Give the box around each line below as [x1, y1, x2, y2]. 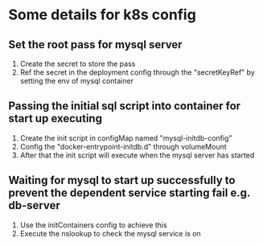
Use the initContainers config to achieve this [19, 219, 167, 230]
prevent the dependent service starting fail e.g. [8, 187, 251, 200]
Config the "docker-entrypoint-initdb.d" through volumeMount [19, 141, 227, 151]
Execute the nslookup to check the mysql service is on [19, 228, 201, 238]
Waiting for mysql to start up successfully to [8, 174, 236, 187]
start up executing [8, 112, 103, 125]
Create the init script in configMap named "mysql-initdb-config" [19, 133, 232, 142]
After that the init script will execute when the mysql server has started [19, 150, 255, 160]
